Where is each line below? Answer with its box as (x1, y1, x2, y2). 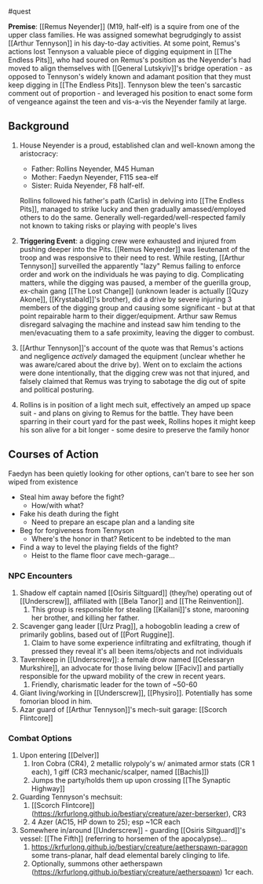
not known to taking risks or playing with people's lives (19, 221, 198, 230)
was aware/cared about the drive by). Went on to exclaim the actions (19, 360, 243, 369)
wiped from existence (8, 477, 79, 486)
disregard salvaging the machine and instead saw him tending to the (19, 320, 241, 329)
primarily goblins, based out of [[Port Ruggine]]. (19, 630, 175, 639)
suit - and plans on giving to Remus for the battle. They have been (19, 408, 234, 418)
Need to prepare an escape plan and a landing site (31, 517, 195, 527)
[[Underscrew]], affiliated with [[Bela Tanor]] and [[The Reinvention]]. (19, 596, 244, 605)
